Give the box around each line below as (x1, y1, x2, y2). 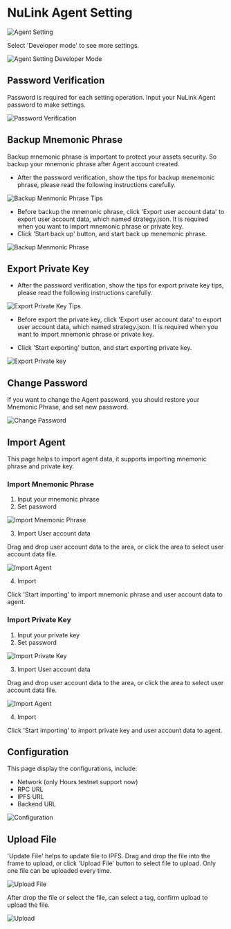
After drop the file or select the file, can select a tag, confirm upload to (7, 894, 208, 902)
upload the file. (7, 901, 50, 909)
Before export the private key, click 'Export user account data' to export (17, 315, 222, 324)
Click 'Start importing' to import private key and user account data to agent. (7, 726, 223, 734)
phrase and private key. (7, 462, 75, 470)
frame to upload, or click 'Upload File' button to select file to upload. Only (7, 859, 216, 867)
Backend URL (17, 800, 57, 808)
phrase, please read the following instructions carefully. (17, 180, 176, 188)
